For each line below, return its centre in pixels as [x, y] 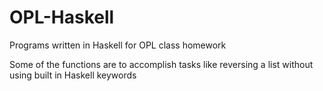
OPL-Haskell [62, 17]
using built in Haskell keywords [73, 75]
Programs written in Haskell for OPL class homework [118, 45]
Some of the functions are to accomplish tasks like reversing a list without [161, 64]
